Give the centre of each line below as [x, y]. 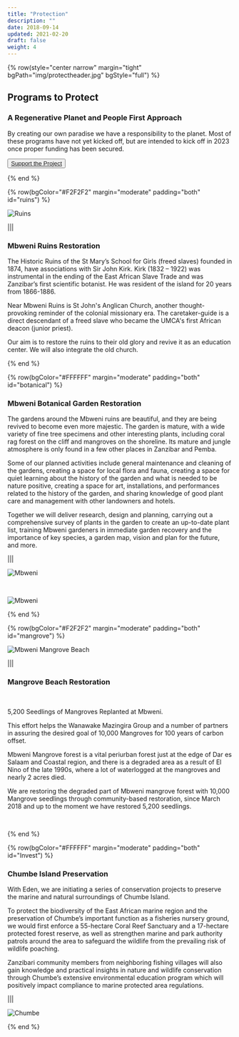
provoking [22, 313]
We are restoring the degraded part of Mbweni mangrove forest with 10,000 [118, 791]
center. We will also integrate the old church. [73, 349]
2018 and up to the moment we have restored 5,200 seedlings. [100, 806]
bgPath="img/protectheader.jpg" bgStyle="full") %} [84, 75]
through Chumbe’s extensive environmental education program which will [116, 977]
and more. [22, 545]
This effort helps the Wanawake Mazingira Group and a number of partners [118, 725]
